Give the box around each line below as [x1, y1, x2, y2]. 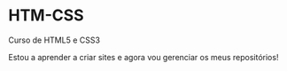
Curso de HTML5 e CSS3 [8, 35, 101, 45]
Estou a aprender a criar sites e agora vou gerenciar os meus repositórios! [8, 51, 279, 62]
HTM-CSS [8, 5, 85, 26]
